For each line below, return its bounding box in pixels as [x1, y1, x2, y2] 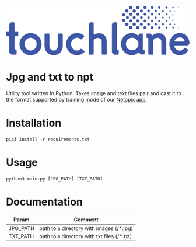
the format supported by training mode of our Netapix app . [6, 96, 148, 103]
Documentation [6, 196, 83, 208]
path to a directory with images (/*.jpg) [39, 225, 133, 232]
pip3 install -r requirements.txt [6, 137, 90, 142]
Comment [73, 216, 99, 223]
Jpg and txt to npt [6, 71, 94, 84]
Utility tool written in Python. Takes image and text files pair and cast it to [6, 90, 182, 97]
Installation [6, 117, 62, 130]
